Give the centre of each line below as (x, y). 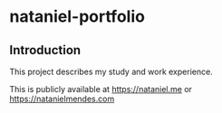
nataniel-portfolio (77, 17)
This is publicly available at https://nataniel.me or (101, 89)
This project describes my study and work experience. (111, 71)
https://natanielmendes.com (62, 99)
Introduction (45, 50)
